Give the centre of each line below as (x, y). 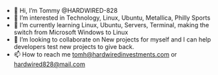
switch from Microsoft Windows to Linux (71, 32)
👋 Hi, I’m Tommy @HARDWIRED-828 (66, 11)
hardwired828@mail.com (50, 64)
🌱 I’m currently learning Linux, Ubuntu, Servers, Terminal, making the (111, 25)
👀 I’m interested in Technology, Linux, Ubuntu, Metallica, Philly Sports (112, 18)
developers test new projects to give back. (74, 47)
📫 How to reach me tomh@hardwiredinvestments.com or (95, 54)
